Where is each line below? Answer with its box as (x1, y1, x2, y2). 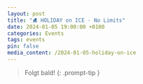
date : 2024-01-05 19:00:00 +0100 (7, 23, 105, 30)
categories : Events (7, 29, 64, 37)
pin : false (7, 43, 39, 50)
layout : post (7, 10, 46, 17)
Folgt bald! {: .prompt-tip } (24, 68, 100, 77)
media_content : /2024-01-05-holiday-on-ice (7, 50, 137, 57)
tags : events (7, 36, 46, 43)
